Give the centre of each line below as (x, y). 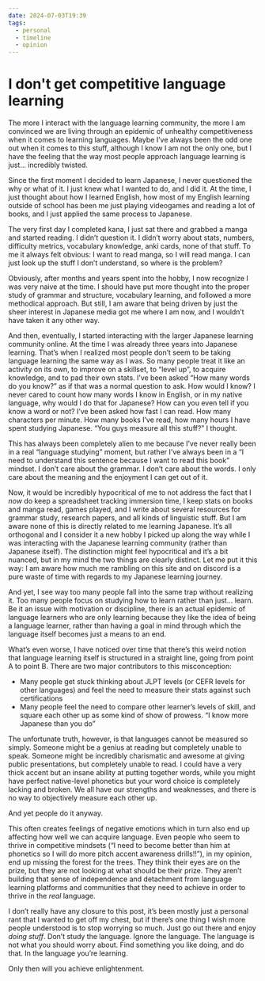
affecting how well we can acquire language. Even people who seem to (124, 837)
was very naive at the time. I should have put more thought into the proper (129, 287)
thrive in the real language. (52, 896)
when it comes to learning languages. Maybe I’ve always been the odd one (130, 140)
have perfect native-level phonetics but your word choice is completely (124, 781)
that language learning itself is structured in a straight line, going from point (131, 658)
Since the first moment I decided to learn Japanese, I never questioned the (130, 181)
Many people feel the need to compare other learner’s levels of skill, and (137, 707)
